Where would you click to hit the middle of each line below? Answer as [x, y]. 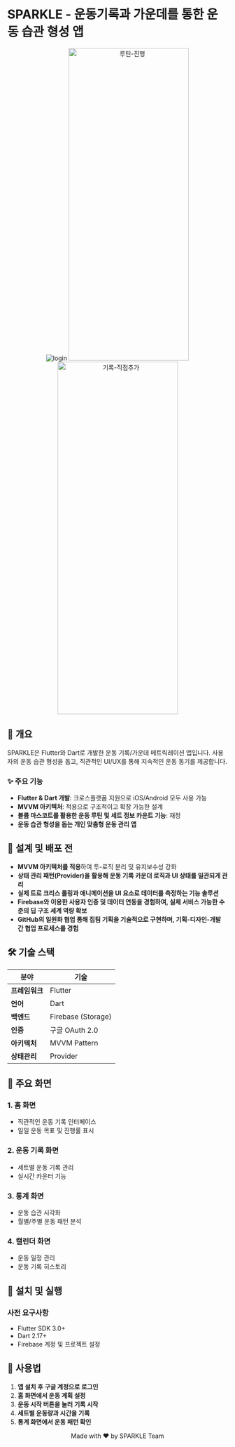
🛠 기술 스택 [31, 952]
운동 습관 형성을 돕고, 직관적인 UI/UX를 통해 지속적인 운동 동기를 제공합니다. [123, 761]
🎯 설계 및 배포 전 [40, 848]
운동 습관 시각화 [39, 1213]
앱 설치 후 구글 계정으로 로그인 [58, 1387]
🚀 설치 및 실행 [35, 1291]
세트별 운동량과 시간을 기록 [54, 1413]
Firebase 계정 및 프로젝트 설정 [59, 1344]
